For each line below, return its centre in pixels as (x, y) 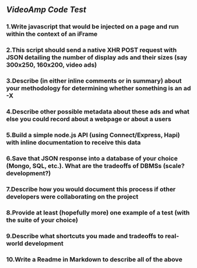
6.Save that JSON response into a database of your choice (92, 158)
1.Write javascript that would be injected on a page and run (93, 27)
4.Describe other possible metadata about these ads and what (98, 112)
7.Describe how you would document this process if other (91, 189)
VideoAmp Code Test (46, 10)
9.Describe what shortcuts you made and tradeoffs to (85, 236)
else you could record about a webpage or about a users (89, 119)
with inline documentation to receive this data (74, 142)
